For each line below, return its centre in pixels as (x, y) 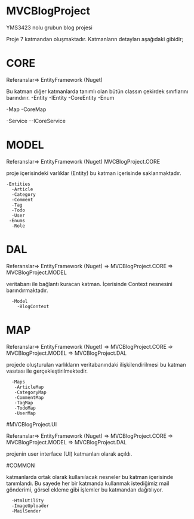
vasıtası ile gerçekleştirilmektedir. (47, 371)
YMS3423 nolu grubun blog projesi (49, 27)
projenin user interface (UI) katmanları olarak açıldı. (69, 454)
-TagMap (24, 403)
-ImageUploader (30, 506)
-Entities (19, 184)
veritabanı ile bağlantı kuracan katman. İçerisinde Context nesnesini (90, 284)
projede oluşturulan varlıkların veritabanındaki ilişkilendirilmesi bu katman (96, 364)
